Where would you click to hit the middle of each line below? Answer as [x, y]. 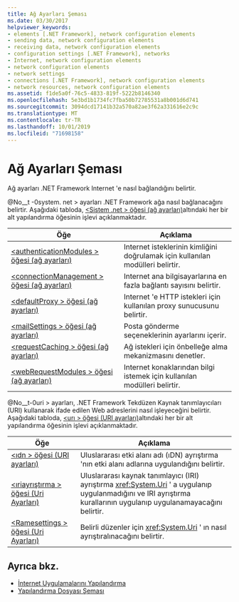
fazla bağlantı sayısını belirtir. [172, 285]
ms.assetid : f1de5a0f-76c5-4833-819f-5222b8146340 [84, 93]
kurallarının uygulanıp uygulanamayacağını [151, 502]
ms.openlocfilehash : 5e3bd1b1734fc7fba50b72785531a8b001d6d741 [103, 101]
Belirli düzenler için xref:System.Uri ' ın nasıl [153, 527]
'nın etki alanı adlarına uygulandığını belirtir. [153, 464]
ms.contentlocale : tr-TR [44, 120]
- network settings [36, 73]
